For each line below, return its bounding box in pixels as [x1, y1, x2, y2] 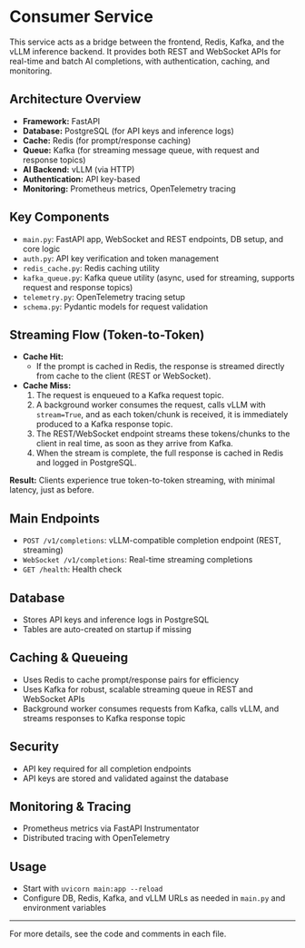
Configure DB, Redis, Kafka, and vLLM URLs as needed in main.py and [22, 893, 286, 904]
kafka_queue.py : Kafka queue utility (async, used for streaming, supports [22, 272, 295, 283]
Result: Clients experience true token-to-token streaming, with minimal [9, 474, 275, 486]
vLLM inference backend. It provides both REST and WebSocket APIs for [9, 45, 281, 56]
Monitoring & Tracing [9, 799, 132, 815]
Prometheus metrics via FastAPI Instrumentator [22, 823, 200, 834]
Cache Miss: [22, 380, 72, 391]
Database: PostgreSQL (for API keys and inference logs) [22, 125, 234, 136]
